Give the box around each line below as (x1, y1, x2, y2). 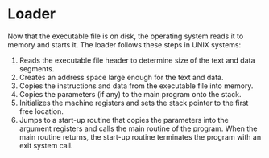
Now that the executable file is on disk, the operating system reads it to (7, 31, 244, 41)
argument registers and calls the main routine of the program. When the (19, 124, 258, 133)
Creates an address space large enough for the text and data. (19, 72, 224, 82)
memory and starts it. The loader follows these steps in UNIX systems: (7, 39, 242, 49)
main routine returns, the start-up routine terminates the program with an (19, 132, 262, 141)
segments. (19, 63, 55, 73)
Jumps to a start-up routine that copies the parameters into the (19, 115, 229, 124)
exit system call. (19, 140, 73, 150)
